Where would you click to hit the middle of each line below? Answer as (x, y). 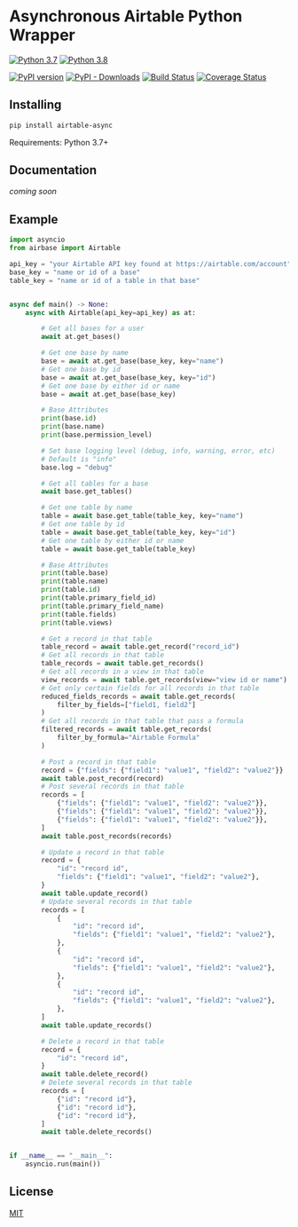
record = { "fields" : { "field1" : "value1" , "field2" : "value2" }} (162, 770)
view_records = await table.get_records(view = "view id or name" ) (165, 680)
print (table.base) (75, 573)
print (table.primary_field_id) (99, 598)
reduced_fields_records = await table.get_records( (139, 696)
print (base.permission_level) (97, 435)
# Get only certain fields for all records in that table (150, 688)
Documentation (53, 170)
